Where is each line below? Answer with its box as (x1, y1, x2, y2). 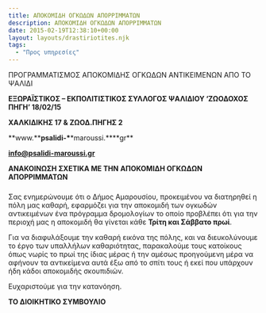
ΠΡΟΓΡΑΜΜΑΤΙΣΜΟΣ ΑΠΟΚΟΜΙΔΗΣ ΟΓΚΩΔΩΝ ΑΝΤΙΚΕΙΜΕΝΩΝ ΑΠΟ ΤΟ (8, 71, 252, 79)
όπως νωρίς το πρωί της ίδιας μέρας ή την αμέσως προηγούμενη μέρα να (8, 249, 254, 258)
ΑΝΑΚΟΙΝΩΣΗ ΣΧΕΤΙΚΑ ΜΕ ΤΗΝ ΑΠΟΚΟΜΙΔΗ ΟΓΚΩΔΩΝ (8, 164, 202, 173)
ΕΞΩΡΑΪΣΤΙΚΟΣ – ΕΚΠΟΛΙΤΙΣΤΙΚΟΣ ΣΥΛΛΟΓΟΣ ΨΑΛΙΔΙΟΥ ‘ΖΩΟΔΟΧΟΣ (8, 94, 249, 103)
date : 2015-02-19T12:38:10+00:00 (8, 26, 119, 34)
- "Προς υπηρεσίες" (15, 48, 80, 56)
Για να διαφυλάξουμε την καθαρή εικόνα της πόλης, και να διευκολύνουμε (8, 232, 258, 242)
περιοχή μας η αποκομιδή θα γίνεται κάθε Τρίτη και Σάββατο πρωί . (8, 217, 233, 227)
